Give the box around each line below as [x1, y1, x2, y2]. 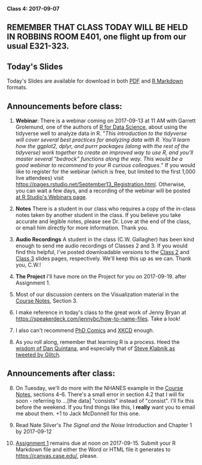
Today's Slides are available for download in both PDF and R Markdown [7, 77, 183, 84]
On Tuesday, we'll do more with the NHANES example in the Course [15, 384, 183, 391]
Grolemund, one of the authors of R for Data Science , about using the [15, 123, 188, 131]
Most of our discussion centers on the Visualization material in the [15, 291, 179, 298]
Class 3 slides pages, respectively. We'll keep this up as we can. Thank [15, 255, 191, 262]
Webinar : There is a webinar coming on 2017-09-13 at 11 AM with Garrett [15, 117, 196, 125]
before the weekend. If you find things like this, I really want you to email [15, 403, 195, 410]
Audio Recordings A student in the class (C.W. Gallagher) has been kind [15, 236, 194, 243]
